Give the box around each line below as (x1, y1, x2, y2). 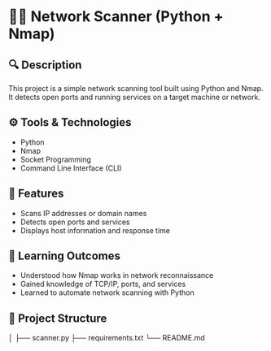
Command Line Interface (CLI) (20, 162, 122, 173)
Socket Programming (20, 154, 92, 164)
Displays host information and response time (20, 225, 171, 235)
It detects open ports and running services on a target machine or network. (8, 93, 260, 102)
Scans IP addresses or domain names (20, 208, 147, 218)
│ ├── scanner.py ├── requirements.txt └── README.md (8, 333, 205, 343)
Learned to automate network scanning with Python (20, 288, 195, 297)
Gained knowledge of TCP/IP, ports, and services (20, 279, 186, 289)
